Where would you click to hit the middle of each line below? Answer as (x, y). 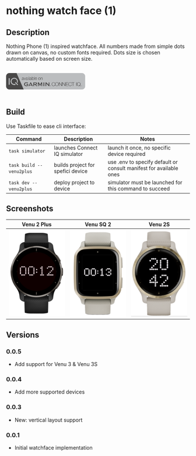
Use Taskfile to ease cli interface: (46, 126)
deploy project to (74, 183)
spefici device (71, 171)
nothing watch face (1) (61, 11)
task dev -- (23, 183)
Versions (23, 335)
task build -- (26, 166)
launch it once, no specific (139, 148)
